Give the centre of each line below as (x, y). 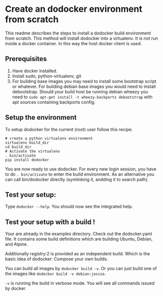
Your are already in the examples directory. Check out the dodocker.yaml (79, 234)
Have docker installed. (35, 71)
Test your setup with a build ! (50, 222)
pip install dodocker (27, 160)
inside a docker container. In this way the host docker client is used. (73, 43)
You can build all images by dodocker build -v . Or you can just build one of (81, 269)
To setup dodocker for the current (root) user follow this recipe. (69, 129)
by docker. (16, 289)
